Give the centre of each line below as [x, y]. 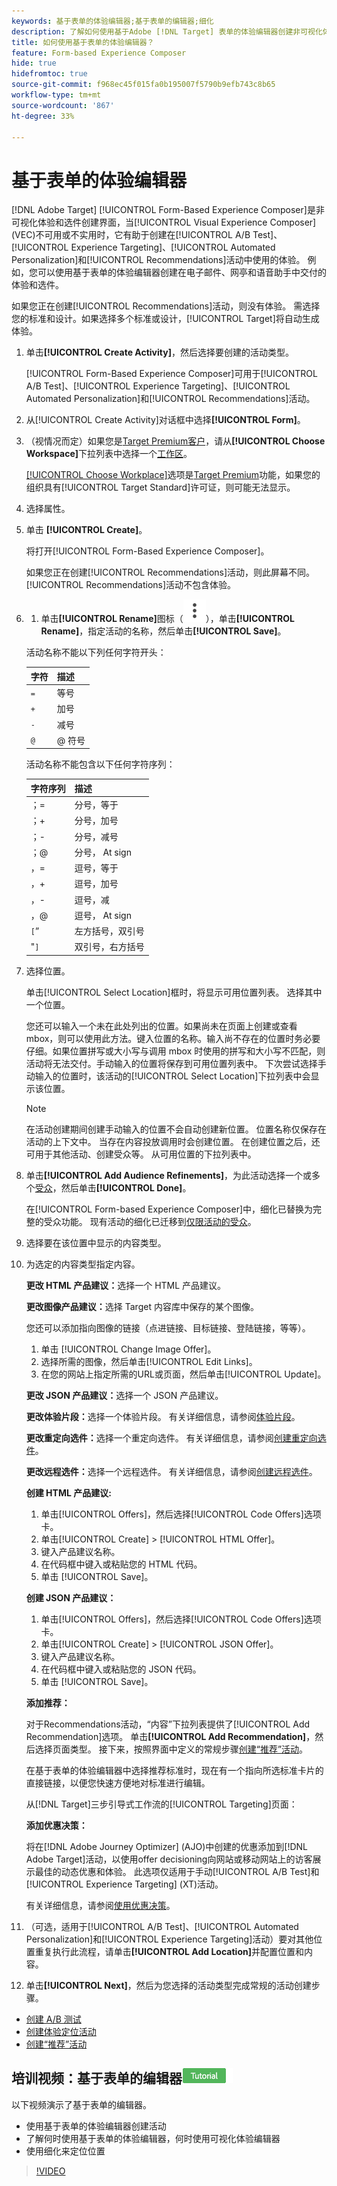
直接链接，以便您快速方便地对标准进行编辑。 [118, 1782]
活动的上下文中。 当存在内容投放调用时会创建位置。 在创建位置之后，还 [173, 1141]
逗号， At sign [103, 915]
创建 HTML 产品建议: [68, 1492]
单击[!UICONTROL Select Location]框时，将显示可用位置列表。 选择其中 [174, 992]
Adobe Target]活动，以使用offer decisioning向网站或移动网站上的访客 [169, 1859]
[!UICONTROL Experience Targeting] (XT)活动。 [124, 1884]
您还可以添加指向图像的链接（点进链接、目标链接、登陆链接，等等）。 [168, 1327]
